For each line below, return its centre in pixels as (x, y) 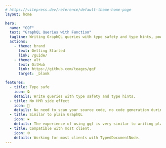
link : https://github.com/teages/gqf (57, 69)
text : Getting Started (41, 51)
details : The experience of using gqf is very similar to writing (84, 124)
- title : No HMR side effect (40, 101)
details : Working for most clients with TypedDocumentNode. (77, 138)
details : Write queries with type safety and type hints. (75, 96)
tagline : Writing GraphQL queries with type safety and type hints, (82, 37)
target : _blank (34, 74)
